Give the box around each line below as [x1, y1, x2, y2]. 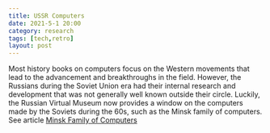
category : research [8, 27, 74, 35]
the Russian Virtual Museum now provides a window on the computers [8, 98, 244, 108]
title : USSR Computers [8, 11, 85, 20]
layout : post [8, 42, 53, 50]
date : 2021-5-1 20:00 [8, 19, 82, 27]
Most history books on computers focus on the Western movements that [8, 64, 251, 73]
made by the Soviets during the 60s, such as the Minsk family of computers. [8, 106, 263, 117]
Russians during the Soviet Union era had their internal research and [8, 81, 236, 91]
